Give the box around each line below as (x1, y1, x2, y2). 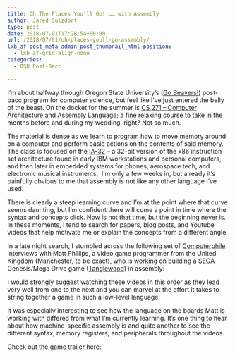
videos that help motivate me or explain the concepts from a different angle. (7, 228, 228, 236)
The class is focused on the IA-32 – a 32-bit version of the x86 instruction (7, 147, 222, 155)
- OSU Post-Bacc (13, 63, 61, 70)
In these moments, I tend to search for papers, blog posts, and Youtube (7, 220, 215, 229)
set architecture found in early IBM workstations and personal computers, (7, 154, 222, 163)
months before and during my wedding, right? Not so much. (7, 118, 181, 127)
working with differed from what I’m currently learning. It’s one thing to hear (7, 314, 227, 322)
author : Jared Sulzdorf (7, 17, 78, 24)
